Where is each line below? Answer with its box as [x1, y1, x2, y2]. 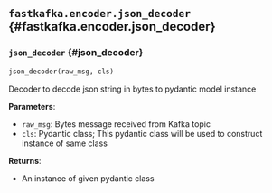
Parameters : [8, 101, 56, 111]
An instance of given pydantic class [21, 172, 155, 184]
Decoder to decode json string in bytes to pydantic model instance [8, 83, 257, 94]
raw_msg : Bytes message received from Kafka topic [21, 118, 211, 130]
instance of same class [21, 138, 108, 149]
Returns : [8, 155, 42, 166]
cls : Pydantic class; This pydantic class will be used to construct [21, 128, 263, 139]
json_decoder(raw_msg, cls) [8, 67, 115, 76]
